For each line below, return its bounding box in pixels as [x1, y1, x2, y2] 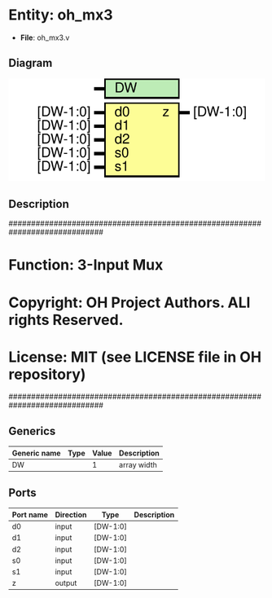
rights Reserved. [8, 310, 124, 329]
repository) [8, 365, 86, 384]
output [55, 578, 77, 588]
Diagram [8, 56, 53, 70]
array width [119, 460, 157, 470]
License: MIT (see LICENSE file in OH [8, 348, 262, 366]
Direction [55, 509, 87, 519]
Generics [8, 424, 56, 438]
